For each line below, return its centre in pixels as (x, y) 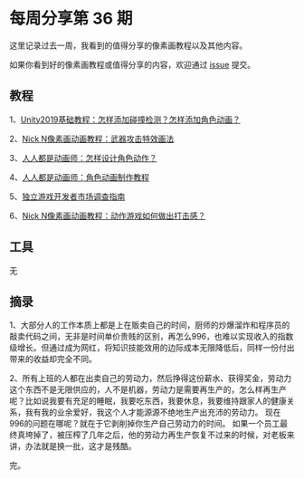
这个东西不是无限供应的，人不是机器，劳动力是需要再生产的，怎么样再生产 (148, 389)
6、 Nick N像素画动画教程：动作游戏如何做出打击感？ (108, 216)
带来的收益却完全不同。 (53, 359)
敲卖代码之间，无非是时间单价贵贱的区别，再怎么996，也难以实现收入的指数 (152, 337)
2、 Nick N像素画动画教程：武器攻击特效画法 (92, 139)
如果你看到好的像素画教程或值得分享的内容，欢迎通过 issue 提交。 (133, 64)
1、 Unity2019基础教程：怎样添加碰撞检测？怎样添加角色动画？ (125, 120)
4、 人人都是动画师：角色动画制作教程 (80, 177)
